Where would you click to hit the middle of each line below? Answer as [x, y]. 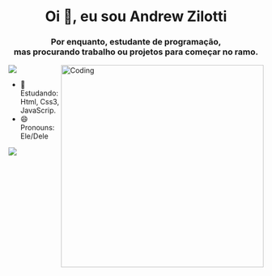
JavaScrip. [38, 110]
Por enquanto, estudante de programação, [136, 42]
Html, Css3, [39, 102]
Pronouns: [37, 128]
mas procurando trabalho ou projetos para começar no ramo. [136, 52]
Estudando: [39, 93]
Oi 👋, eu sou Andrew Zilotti [136, 17]
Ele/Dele [34, 136]
